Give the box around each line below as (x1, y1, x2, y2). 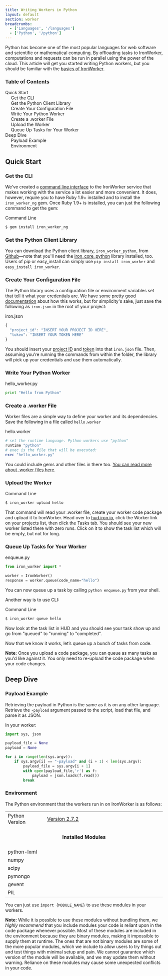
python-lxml (7, 848, 37, 855)
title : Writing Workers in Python (5, 7, 77, 13)
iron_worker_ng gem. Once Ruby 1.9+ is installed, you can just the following (5, 200, 160, 206)
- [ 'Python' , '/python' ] (9, 31, 61, 36)
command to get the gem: (5, 205, 58, 211)
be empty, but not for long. (5, 531, 60, 537)
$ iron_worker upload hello (5, 500, 64, 505)
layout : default (5, 12, 39, 17)
